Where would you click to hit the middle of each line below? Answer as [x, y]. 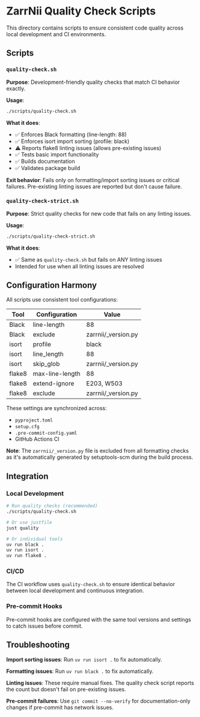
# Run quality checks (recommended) [52, 506]
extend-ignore [53, 384]
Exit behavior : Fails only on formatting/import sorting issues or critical [93, 180]
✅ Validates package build [47, 168]
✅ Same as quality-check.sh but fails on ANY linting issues [88, 259]
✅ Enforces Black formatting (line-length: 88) [71, 134]
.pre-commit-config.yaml [46, 433]
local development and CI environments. [56, 34]
